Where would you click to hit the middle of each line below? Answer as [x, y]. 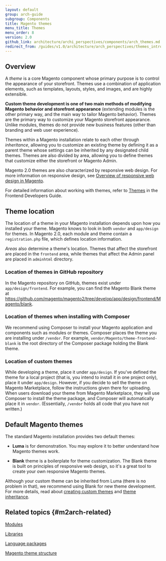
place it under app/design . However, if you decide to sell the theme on [76, 383]
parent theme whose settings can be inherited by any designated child [77, 150]
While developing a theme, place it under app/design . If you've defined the [81, 372]
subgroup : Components [27, 19]
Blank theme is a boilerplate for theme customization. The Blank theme [84, 460]
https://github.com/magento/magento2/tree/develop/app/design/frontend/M [83, 299]
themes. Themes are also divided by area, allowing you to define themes [79, 155]
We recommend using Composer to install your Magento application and [79, 327]
